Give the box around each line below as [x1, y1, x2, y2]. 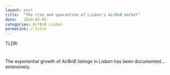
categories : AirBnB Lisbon [5, 21, 63, 27]
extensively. [5, 64, 31, 70]
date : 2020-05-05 [5, 17, 47, 22]
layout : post [5, 7, 33, 13]
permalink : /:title [5, 27, 47, 32]
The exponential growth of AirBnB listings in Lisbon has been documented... [5, 58, 165, 64]
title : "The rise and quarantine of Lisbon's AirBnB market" [5, 12, 140, 17]
